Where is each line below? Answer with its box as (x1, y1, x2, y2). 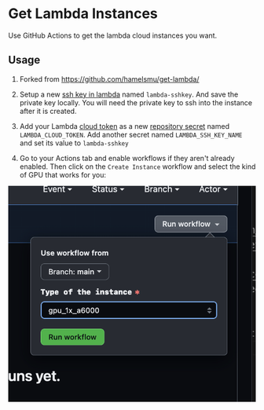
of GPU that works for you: (19, 170, 107, 179)
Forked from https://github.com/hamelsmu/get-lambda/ (19, 74, 200, 83)
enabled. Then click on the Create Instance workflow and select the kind (19, 162, 256, 171)
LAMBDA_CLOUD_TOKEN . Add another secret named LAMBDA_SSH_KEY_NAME (19, 130, 243, 139)
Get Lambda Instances (8, 5, 159, 23)
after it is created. (19, 106, 77, 115)
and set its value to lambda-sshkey (19, 138, 129, 148)
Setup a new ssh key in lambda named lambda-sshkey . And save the (19, 90, 239, 99)
